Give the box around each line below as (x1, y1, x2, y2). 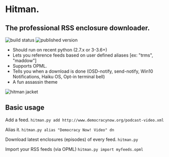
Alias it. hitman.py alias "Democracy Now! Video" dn (5, 126, 115, 132)
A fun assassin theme (12, 79, 58, 85)
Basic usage (5, 103, 44, 112)
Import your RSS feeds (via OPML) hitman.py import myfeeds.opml (5, 146, 144, 152)
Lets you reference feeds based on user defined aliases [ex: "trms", (12, 52, 153, 58)
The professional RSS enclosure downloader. (5, 24, 150, 32)
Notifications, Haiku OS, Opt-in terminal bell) (12, 74, 105, 79)
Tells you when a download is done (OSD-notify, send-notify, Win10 (12, 68, 153, 74)
